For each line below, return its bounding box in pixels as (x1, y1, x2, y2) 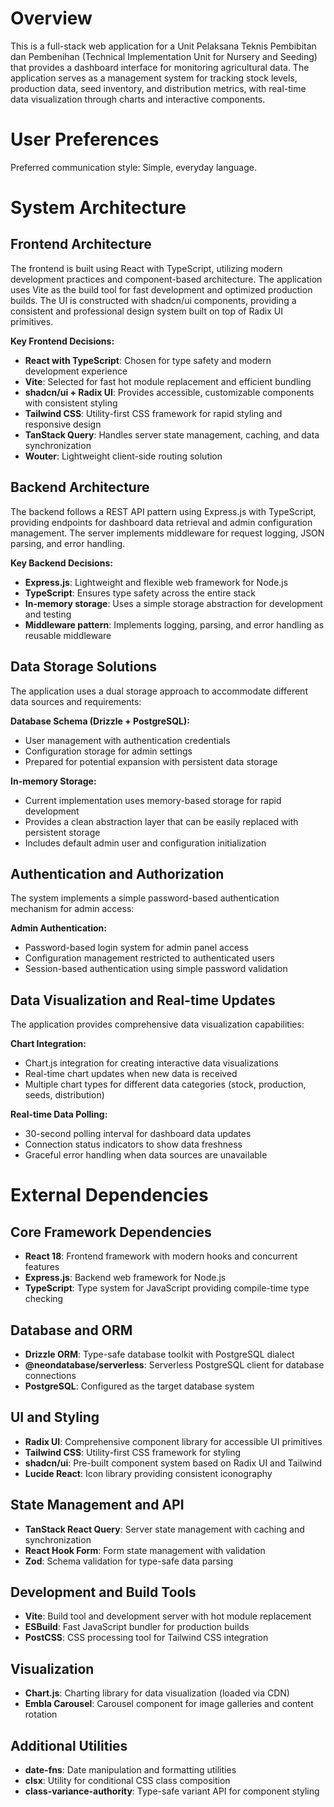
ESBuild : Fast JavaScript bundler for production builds (24, 1621, 250, 1633)
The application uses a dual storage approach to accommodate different (10, 685, 308, 697)
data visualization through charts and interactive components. (10, 93, 266, 105)
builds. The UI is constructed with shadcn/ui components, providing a (10, 294, 297, 306)
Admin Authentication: (10, 922, 107, 934)
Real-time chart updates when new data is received (24, 1068, 238, 1080)
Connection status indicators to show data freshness (24, 1138, 243, 1151)
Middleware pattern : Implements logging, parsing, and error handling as (24, 618, 325, 631)
